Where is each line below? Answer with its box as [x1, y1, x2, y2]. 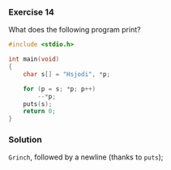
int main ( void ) [8, 55, 60, 63]
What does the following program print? [8, 25, 141, 35]
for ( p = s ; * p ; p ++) [23, 84, 96, 93]
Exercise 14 [8, 6, 55, 18]
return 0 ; [23, 108, 57, 116]
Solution [8, 134, 43, 146]
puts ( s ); [23, 100, 53, 108]
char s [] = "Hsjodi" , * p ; [23, 70, 111, 79]
